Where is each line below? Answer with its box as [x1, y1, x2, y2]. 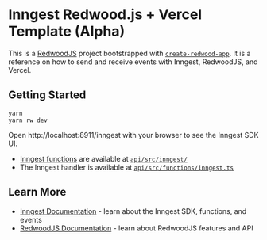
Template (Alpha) [8, 22, 126, 40]
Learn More [8, 185, 67, 199]
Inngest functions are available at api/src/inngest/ [19, 154, 188, 163]
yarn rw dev [8, 116, 48, 124]
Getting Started [8, 89, 87, 102]
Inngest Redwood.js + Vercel [8, 6, 203, 24]
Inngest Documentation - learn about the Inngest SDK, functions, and [19, 206, 247, 215]
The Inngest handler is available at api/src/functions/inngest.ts [19, 162, 234, 172]
